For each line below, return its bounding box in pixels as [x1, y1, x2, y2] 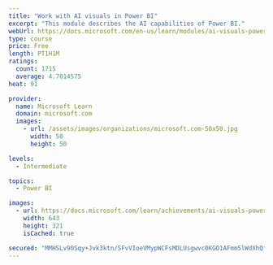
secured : [8, 244, 38, 252]
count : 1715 [15, 65, 57, 73]
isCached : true [23, 229, 75, 237]
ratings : [8, 58, 38, 66]
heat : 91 [8, 80, 38, 88]
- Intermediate [15, 162, 67, 171]
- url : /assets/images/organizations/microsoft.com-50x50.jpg [23, 125, 238, 133]
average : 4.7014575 [15, 72, 82, 80]
